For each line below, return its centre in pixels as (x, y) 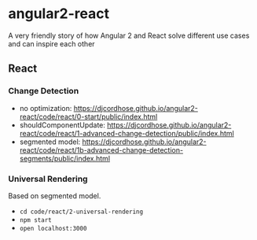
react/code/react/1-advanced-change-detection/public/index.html (127, 133)
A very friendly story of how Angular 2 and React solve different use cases (129, 35)
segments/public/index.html (65, 158)
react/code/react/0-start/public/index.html (88, 116)
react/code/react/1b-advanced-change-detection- (101, 150)
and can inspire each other (52, 43)
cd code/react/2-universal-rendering (81, 212)
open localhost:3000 (53, 228)
